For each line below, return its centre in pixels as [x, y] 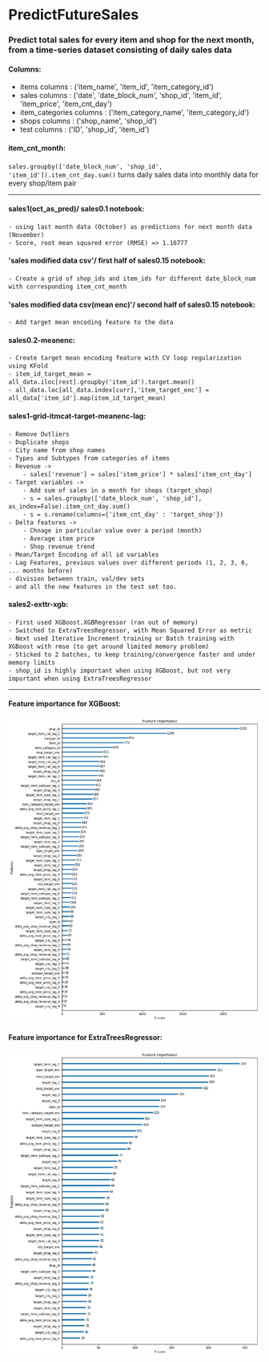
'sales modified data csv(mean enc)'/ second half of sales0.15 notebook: [132, 304]
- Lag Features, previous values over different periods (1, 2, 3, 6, [128, 563]
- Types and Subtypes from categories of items [89, 458]
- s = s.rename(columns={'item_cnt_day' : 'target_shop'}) [123, 514]
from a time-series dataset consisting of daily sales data [120, 50]
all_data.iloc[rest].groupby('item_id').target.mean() [102, 382]
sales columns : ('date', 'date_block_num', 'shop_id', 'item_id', [121, 96]
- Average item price [58, 538]
